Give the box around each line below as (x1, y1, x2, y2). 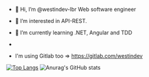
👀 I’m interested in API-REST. (14, 17, 87, 24)
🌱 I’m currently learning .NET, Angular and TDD (14, 29, 133, 36)
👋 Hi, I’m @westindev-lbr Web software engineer (14, 6, 136, 13)
